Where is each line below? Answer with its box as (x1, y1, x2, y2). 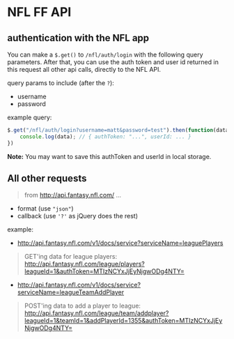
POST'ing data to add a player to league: (24, 301, 141, 310)
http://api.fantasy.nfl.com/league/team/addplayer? (24, 309, 169, 317)
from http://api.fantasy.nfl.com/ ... (24, 191, 122, 199)
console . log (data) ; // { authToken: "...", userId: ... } (19, 133, 192, 140)
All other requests (7, 172, 87, 185)
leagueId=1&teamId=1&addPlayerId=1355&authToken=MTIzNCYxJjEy (24, 317, 223, 325)
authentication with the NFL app (7, 32, 150, 44)
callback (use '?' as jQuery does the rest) (17, 212, 138, 220)
